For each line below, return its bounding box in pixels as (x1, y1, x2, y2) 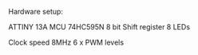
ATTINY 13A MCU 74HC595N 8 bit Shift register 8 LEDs (8, 22, 190, 31)
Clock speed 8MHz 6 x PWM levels (8, 37, 125, 47)
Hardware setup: (8, 7, 64, 16)
